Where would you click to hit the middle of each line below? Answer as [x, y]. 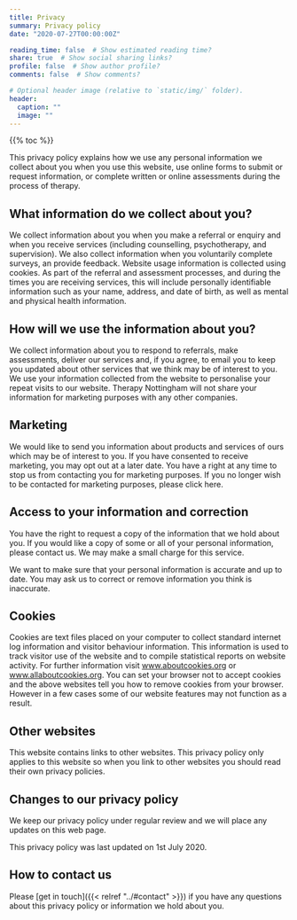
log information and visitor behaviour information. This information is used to [149, 647]
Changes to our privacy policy [94, 799]
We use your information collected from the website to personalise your [140, 378]
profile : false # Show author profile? [85, 66]
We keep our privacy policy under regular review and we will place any [138, 821]
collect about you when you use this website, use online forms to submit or [146, 167]
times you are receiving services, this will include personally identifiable [141, 282]
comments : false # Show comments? [75, 75]
